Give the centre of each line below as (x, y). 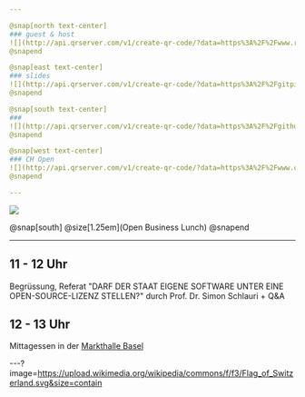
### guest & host (42, 34)
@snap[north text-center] (58, 25)
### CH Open (32, 160)
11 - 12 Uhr (39, 264)
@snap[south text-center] (58, 109)
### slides (30, 76)
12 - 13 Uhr (40, 324)
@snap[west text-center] (56, 151)
